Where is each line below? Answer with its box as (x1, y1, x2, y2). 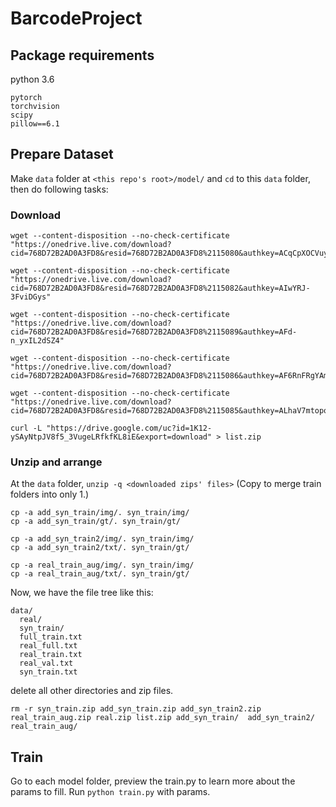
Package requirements (10, 47, 155, 64)
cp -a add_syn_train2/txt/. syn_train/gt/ (10, 543, 190, 553)
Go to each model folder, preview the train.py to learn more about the (10, 775, 296, 787)
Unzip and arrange (10, 455, 103, 469)
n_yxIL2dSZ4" (10, 336, 65, 346)
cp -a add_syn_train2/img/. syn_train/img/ (10, 534, 195, 544)
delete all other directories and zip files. (10, 685, 174, 697)
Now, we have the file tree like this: (10, 587, 154, 599)
